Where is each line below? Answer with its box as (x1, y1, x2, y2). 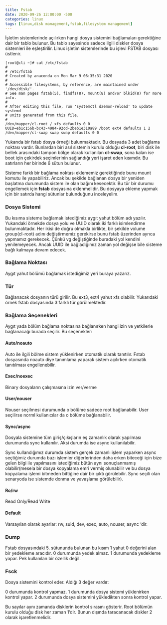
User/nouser (5, 396, 32, 402)
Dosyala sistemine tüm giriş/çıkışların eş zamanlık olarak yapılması (5, 434, 142, 440)
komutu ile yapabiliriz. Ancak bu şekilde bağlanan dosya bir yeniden (5, 175, 145, 181)
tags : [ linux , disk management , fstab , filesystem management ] (5, 21, 133, 26)
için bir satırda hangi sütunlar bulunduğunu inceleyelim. (5, 191, 119, 197)
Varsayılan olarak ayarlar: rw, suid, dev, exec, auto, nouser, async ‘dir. (5, 521, 148, 527)
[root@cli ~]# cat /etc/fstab (5, 60, 68, 65)
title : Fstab (5, 7, 32, 12)
